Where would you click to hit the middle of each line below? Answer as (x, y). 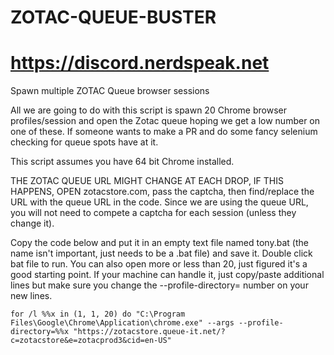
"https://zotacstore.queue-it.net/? (149, 332)
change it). (32, 223)
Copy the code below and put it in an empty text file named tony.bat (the (159, 243)
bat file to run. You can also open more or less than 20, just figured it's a (159, 264)
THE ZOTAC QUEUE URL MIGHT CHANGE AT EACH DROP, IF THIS (147, 181)
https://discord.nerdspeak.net (140, 63)
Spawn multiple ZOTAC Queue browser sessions (110, 91)
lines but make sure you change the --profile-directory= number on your (159, 285)
